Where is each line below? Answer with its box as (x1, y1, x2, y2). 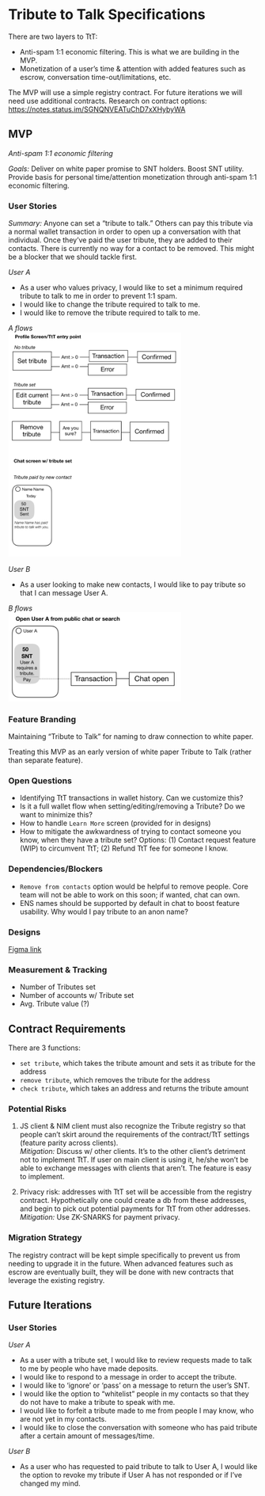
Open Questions (8, 775, 73, 786)
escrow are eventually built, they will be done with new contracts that (8, 1267, 234, 1277)
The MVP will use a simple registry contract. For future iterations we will (8, 87, 243, 97)
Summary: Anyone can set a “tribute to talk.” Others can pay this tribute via (8, 219, 253, 228)
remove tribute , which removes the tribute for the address (19, 1075, 211, 1085)
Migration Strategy (8, 1232, 82, 1243)
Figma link (8, 944, 42, 954)
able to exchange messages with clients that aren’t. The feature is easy (19, 1163, 252, 1173)
